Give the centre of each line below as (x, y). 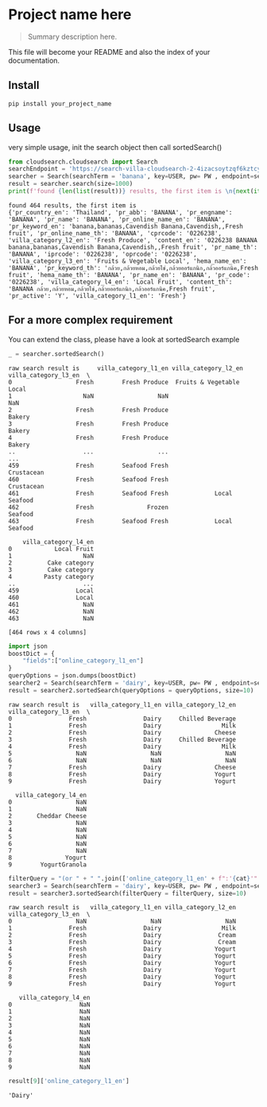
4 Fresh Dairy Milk (122, 746)
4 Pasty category (51, 577)
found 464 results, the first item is (72, 205)
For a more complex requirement (91, 320)
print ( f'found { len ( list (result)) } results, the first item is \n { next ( (131, 191)
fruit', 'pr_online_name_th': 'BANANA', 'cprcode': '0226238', (115, 233)
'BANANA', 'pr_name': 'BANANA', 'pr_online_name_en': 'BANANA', (117, 219)
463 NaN (51, 618)
